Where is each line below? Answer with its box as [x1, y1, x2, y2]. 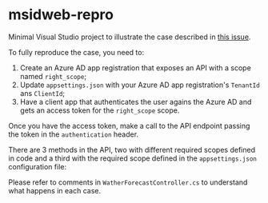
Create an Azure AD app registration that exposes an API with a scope [19, 62, 252, 73]
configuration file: [8, 161, 66, 171]
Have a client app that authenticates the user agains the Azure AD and [19, 97, 252, 106]
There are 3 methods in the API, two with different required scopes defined [8, 145, 256, 154]
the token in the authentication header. [8, 129, 138, 139]
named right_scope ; [19, 71, 86, 81]
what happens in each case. [8, 185, 102, 195]
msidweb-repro [8, 6, 114, 24]
